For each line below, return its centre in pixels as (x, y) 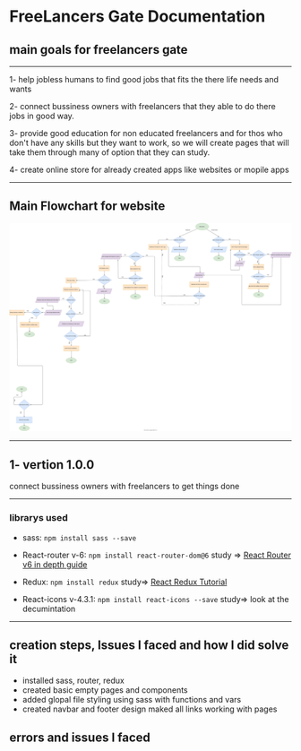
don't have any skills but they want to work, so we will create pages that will (149, 142)
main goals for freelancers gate (99, 50)
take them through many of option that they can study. (110, 152)
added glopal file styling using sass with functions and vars (132, 700)
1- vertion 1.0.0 (52, 465)
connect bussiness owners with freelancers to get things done (125, 487)
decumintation (49, 609)
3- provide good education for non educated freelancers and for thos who (146, 133)
